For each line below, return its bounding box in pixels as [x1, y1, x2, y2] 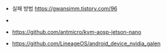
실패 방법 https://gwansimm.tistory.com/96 [11, 5, 118, 12]
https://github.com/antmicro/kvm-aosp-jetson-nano [11, 28, 142, 35]
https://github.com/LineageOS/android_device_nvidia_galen [11, 40, 161, 47]
